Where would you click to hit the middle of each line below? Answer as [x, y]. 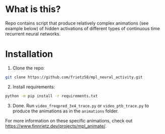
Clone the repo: [29, 68]
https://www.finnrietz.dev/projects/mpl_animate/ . [56, 126]
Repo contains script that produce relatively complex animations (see [77, 23]
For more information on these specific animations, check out [69, 120]
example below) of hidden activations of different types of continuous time [82, 28]
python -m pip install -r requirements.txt [52, 96]
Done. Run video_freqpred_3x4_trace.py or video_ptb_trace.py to [81, 105]
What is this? [33, 9]
